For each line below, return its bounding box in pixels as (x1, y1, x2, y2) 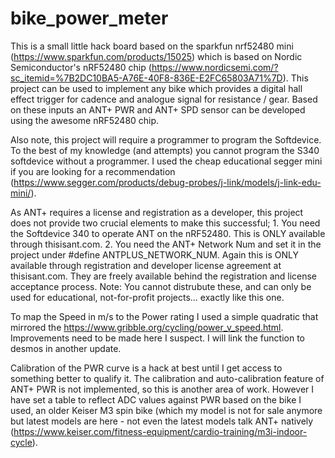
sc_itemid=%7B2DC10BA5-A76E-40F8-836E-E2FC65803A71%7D (10, 72, 283, 84)
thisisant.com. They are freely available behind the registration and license (10, 270, 318, 282)
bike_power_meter (10, 7, 169, 30)
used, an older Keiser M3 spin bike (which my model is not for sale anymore (10, 404, 323, 416)
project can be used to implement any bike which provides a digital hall (10, 82, 303, 94)
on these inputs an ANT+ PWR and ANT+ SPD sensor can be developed (10, 103, 306, 116)
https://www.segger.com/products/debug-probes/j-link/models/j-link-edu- (13, 176, 322, 188)
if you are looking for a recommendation (10, 165, 176, 177)
